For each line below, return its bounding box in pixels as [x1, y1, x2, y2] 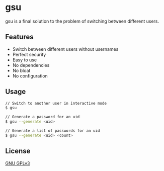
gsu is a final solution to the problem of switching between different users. [5, 18, 159, 24]
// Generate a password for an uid [5, 115, 80, 120]
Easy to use [12, 57, 37, 63]
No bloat [12, 67, 31, 73]
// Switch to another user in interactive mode [5, 101, 107, 106]
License [5, 147, 31, 155]
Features [5, 33, 34, 41]
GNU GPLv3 [5, 160, 30, 166]
